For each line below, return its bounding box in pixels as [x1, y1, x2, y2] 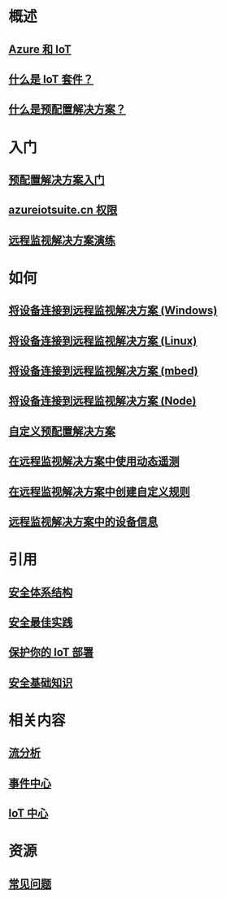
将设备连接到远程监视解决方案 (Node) [8, 394, 197, 408]
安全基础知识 [8, 675, 73, 689]
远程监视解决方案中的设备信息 [8, 515, 159, 529]
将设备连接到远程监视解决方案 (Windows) [8, 304, 218, 318]
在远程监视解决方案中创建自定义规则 [8, 484, 190, 498]
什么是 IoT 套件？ [8, 72, 94, 86]
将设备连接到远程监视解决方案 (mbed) [8, 364, 198, 378]
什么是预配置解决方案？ [8, 102, 126, 116]
